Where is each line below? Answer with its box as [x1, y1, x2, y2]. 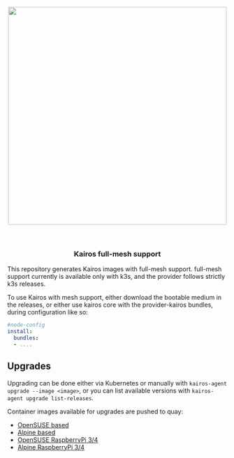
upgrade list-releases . [25, 393, 94, 402]
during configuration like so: [7, 308, 89, 316]
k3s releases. [7, 280, 46, 288]
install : [7, 328, 33, 335]
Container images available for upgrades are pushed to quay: [7, 407, 184, 415]
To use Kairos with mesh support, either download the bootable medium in [7, 293, 222, 302]
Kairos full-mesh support [73, 250, 161, 259]
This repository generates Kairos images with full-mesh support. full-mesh [7, 265, 222, 273]
